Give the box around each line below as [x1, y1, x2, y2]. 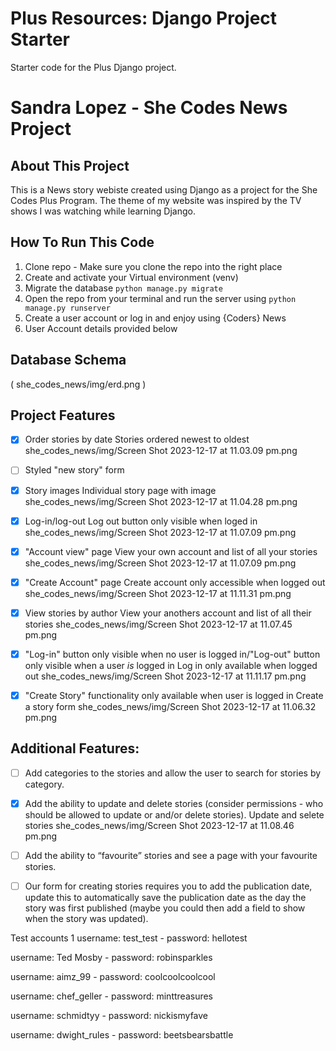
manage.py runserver [24, 303, 111, 313]
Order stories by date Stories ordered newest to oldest [24, 433, 250, 446]
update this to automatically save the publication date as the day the [24, 892, 307, 903]
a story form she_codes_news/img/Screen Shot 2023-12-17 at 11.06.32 [24, 700, 317, 712]
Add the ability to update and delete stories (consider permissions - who [24, 797, 324, 809]
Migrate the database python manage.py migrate [24, 282, 223, 294]
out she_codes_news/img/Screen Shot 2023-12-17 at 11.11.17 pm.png [24, 670, 307, 682]
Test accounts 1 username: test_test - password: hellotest [10, 932, 248, 944]
